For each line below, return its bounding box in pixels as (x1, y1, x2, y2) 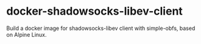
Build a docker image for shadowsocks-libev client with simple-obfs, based (6, 24, 196, 32)
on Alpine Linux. (6, 31, 47, 38)
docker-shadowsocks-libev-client (6, 4, 183, 18)
